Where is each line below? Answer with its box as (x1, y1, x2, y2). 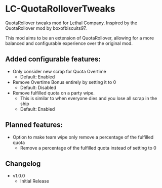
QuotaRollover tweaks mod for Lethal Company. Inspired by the (5, 20, 138, 26)
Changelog (5, 159, 41, 168)
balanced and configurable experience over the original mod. (5, 40, 133, 46)
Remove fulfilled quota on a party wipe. (12, 89, 95, 96)
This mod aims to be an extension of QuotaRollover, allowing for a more (5, 35, 154, 41)
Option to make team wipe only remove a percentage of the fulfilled (12, 134, 154, 140)
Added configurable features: (5, 55, 101, 64)
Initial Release (20, 178, 50, 184)
